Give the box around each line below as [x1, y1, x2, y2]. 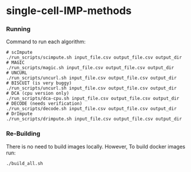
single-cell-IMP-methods [6, 4, 132, 18]
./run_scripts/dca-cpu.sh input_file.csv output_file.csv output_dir [6, 95, 180, 102]
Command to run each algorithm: [6, 38, 86, 45]
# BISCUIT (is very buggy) [6, 80, 72, 86]
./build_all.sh [6, 160, 43, 166]
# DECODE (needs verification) [6, 101, 83, 106]
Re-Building [6, 130, 41, 138]
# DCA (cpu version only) [6, 91, 69, 97]
